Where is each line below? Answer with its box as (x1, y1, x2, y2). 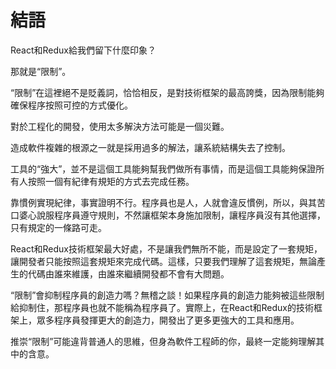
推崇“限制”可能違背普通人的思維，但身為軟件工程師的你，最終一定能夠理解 (10, 335, 317, 347)
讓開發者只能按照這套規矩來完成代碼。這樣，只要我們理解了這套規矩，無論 (10, 255, 317, 267)
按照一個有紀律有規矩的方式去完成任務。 (27, 175, 195, 187)
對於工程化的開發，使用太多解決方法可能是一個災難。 (10, 120, 230, 132)
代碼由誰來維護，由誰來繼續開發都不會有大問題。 (27, 267, 230, 280)
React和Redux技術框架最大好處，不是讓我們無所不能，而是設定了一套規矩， (10, 242, 323, 255)
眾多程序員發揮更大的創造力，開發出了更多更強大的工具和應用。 (36, 314, 300, 326)
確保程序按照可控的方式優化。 (10, 99, 133, 111)
